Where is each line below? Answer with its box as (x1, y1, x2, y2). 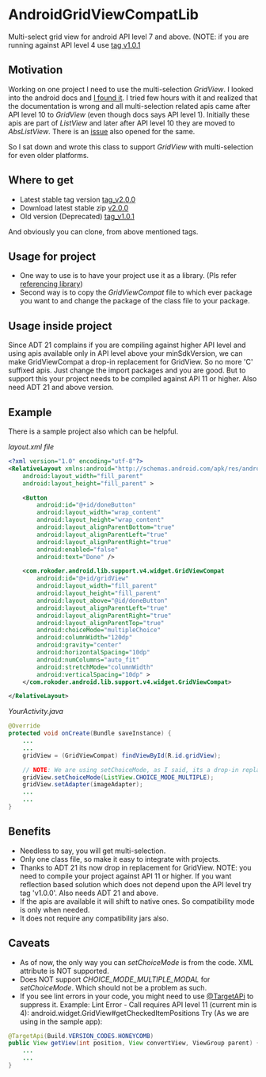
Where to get (8, 173, 74, 187)
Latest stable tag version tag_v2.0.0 (19, 195, 136, 204)
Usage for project (8, 249, 97, 263)
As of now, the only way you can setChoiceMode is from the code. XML (19, 957, 254, 967)
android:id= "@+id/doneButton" (36, 501, 136, 509)
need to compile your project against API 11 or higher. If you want (19, 871, 232, 881)
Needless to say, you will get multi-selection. (19, 846, 166, 855)
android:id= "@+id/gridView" (36, 574, 129, 583)
